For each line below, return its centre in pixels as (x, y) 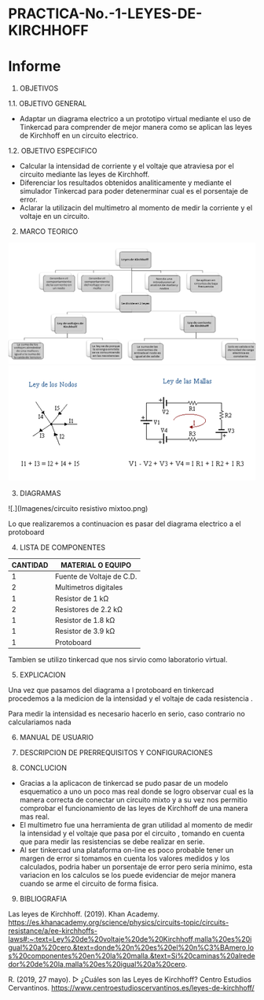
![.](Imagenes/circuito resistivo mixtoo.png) (78, 509)
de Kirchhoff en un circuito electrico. (79, 135)
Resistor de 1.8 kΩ (85, 620)
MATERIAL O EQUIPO (96, 565)
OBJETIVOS (39, 88)
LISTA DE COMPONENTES (62, 547)
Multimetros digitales (89, 587)
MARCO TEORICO (49, 231)
